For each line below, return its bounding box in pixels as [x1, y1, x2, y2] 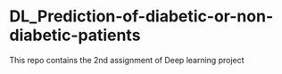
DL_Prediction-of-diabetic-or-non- [9, 6, 274, 27]
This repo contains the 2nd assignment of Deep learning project [9, 54, 245, 65]
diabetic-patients [9, 25, 141, 45]
